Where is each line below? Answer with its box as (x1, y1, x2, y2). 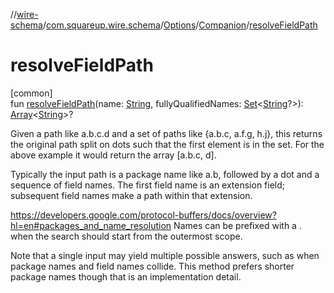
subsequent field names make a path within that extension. (10, 189, 253, 201)
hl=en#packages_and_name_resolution (10, 219, 172, 231)
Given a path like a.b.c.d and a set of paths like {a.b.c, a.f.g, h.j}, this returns (10, 127, 323, 139)
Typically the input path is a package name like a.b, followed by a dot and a (10, 168, 320, 180)
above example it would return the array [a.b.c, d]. (10, 149, 217, 161)
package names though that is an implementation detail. (10, 270, 242, 283)
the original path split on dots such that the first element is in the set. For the (10, 138, 325, 150)
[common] (10, 87, 53, 99)
